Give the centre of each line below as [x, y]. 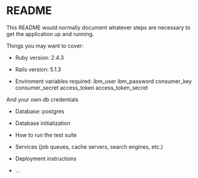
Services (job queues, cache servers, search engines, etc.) [89, 146]
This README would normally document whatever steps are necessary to [98, 27]
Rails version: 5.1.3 [38, 69]
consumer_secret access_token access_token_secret [81, 87]
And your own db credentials [43, 99]
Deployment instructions [46, 158]
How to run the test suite [46, 135]
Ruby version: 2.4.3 [39, 57]
